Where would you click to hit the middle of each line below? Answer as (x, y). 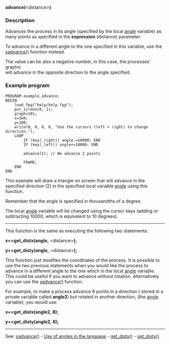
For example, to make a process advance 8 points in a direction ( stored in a (84, 291)
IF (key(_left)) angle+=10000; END (61, 144)
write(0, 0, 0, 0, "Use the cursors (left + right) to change (81, 127)
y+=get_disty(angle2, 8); (32, 322)
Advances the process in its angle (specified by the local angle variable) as (83, 31)
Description (20, 20)
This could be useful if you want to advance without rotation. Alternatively (82, 276)
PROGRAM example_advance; (32, 96)
